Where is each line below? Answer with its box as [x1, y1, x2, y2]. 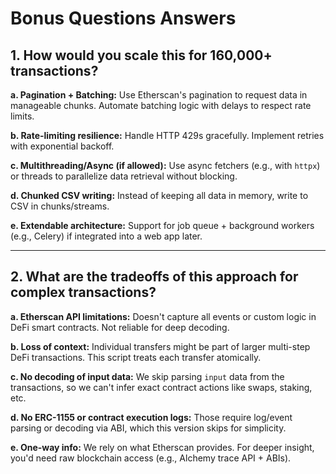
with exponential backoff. [10, 140, 115, 152]
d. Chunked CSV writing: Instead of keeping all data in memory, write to [10, 190, 309, 201]
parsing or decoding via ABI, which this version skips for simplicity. [10, 422, 287, 434]
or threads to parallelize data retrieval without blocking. [10, 170, 238, 182]
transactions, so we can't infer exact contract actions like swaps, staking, [10, 381, 313, 393]
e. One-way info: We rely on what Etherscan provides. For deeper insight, [10, 441, 315, 453]
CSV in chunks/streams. [10, 200, 110, 212]
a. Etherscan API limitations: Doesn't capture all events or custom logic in [10, 310, 317, 322]
